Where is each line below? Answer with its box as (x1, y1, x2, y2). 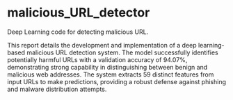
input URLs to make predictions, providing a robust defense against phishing (7, 77, 227, 86)
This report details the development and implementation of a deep (7, 41, 197, 49)
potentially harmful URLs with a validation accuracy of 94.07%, (7, 55, 188, 63)
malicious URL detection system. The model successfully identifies (26, 48, 218, 57)
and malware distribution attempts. (7, 85, 107, 93)
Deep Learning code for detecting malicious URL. (7, 28, 149, 36)
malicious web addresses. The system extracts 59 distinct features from (7, 70, 214, 79)
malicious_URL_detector (7, 5, 150, 21)
